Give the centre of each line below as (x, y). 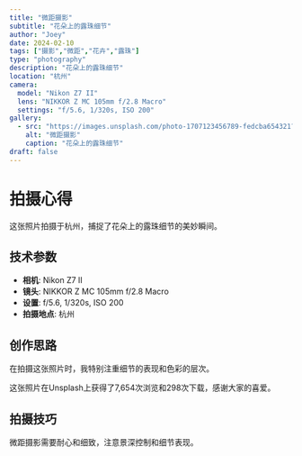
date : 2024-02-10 (42, 43)
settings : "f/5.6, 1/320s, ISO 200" (86, 110)
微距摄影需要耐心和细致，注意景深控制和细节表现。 (104, 442)
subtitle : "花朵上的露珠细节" (61, 26)
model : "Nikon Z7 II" (58, 93)
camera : (24, 85)
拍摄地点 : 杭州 (48, 314)
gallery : (26, 118)
